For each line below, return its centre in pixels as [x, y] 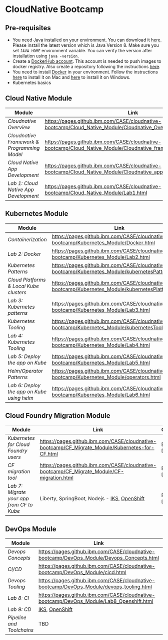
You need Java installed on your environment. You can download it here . [87, 40]
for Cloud [19, 444]
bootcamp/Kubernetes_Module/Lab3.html [101, 310]
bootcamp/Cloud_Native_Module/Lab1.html [96, 193]
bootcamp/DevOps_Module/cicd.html [82, 573]
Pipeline [17, 618]
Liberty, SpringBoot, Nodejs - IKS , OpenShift [92, 499]
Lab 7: [15, 486]
